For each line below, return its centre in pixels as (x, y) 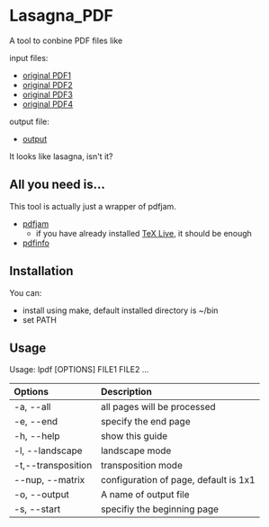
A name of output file (145, 495)
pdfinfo (36, 243)
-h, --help (37, 436)
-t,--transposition (53, 466)
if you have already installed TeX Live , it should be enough (143, 233)
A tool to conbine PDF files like (66, 40)
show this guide (134, 436)
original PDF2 (48, 85)
